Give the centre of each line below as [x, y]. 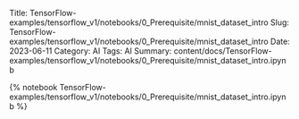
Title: [19, 13]
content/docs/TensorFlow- [223, 51]
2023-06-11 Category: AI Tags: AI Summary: [91, 51]
